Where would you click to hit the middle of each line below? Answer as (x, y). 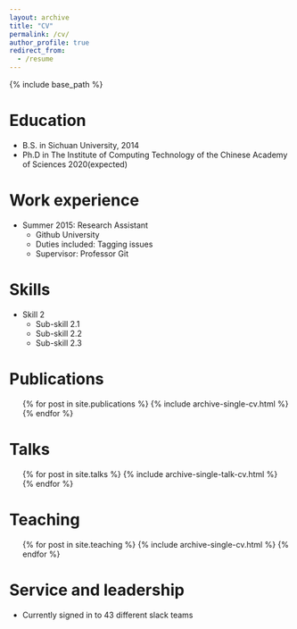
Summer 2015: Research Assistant (85, 225)
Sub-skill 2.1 (58, 323)
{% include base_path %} (56, 84)
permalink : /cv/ (39, 34)
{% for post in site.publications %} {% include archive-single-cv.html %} (155, 404)
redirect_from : (37, 51)
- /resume (35, 59)
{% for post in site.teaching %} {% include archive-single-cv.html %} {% (156, 544)
